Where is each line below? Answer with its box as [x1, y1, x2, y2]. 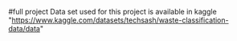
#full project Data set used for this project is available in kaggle [8, 7, 217, 16]
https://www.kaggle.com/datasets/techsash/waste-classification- [11, 15, 229, 25]
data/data [8, 24, 40, 33]
